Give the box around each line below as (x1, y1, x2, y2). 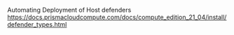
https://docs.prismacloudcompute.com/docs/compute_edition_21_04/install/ (7, 13, 227, 21)
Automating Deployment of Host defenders (7, 6, 132, 14)
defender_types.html (7, 21, 67, 28)
